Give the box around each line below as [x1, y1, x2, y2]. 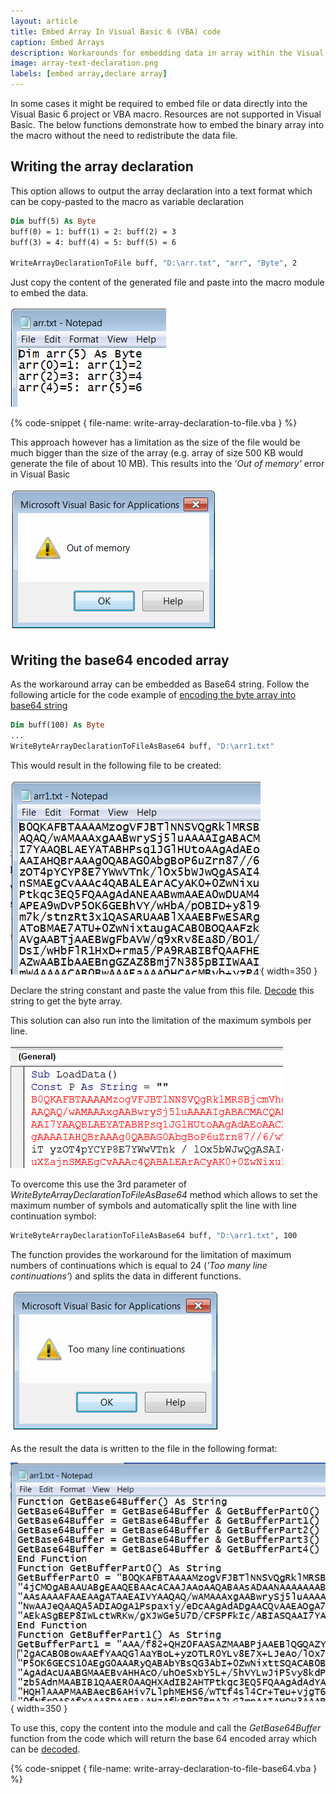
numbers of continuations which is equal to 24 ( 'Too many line [10, 1259, 268, 1271]
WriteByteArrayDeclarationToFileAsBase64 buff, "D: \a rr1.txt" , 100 [10, 1230, 298, 1240]
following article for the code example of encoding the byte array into [10, 689, 297, 700]
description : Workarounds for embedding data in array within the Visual [10, 48, 325, 58]
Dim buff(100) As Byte [10, 720, 105, 730]
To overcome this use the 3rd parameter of [10, 1178, 187, 1190]
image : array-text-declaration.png [10, 58, 159, 69]
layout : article [10, 16, 78, 26]
